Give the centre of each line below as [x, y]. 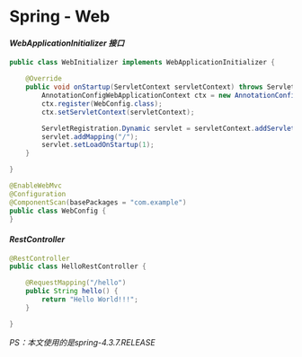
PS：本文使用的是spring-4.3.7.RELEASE [82, 342]
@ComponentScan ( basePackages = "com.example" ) [98, 202]
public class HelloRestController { [78, 266]
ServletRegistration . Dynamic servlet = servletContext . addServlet [169, 128]
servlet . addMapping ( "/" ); [90, 136]
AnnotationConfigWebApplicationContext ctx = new [136, 96]
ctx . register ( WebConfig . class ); [102, 104]
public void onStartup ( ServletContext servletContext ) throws [144, 87]
